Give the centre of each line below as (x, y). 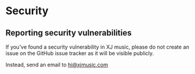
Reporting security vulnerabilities (69, 33)
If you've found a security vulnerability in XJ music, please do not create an (97, 47)
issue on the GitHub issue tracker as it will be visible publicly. (80, 53)
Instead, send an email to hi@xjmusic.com (57, 65)
